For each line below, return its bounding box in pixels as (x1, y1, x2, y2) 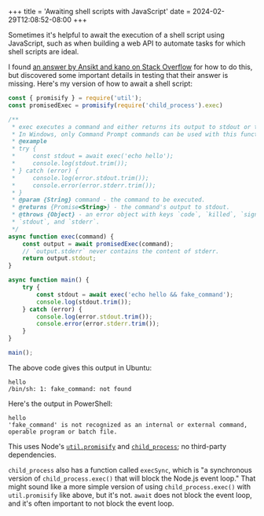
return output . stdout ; (22, 255, 97, 263)
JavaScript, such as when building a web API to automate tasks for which (8, 39, 246, 48)
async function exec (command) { (8, 232, 114, 241)
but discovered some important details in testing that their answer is (8, 71, 229, 79)
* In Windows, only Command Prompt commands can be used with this (11, 130, 237, 138)
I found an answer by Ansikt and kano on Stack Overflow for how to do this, (8, 62, 253, 72)
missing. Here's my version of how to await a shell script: (8, 79, 192, 88)
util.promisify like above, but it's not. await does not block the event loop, (8, 490, 253, 499)
